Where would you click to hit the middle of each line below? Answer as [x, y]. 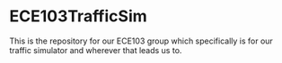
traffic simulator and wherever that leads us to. [96, 50]
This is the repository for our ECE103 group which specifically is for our [141, 41]
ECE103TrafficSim [79, 16]
